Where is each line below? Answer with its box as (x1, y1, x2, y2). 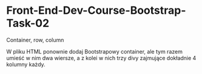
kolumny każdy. (6, 61, 45, 68)
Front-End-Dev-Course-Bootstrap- (6, 4, 186, 17)
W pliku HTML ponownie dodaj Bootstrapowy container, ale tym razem (6, 48, 183, 55)
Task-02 (6, 16, 50, 30)
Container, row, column (6, 36, 64, 43)
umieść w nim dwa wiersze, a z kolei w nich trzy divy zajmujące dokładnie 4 (6, 54, 197, 61)
